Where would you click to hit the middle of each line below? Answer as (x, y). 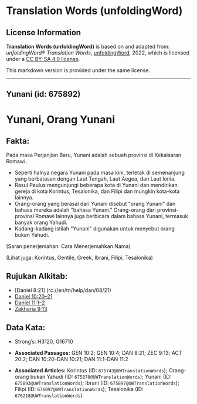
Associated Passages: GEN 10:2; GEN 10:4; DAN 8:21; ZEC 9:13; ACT (98, 353)
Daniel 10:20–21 (33, 297)
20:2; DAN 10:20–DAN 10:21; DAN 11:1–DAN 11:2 (71, 359)
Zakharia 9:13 (31, 309)
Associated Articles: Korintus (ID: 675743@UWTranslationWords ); (91, 371)
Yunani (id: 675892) (43, 94)
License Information (43, 33)
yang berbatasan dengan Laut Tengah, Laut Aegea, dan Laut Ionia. (95, 179)
